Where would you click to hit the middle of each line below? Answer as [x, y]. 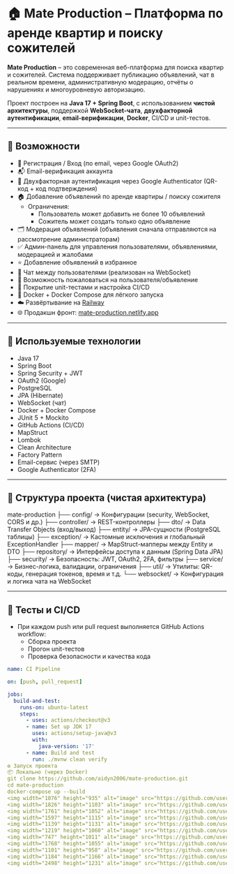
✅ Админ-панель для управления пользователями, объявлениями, [117, 246]
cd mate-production [36, 785]
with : [40, 740]
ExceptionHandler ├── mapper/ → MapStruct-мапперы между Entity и [110, 545]
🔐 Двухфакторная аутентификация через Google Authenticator [110, 181]
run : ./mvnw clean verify [70, 759]
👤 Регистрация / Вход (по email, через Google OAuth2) [98, 163]
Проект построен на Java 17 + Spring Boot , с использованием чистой [111, 103]
